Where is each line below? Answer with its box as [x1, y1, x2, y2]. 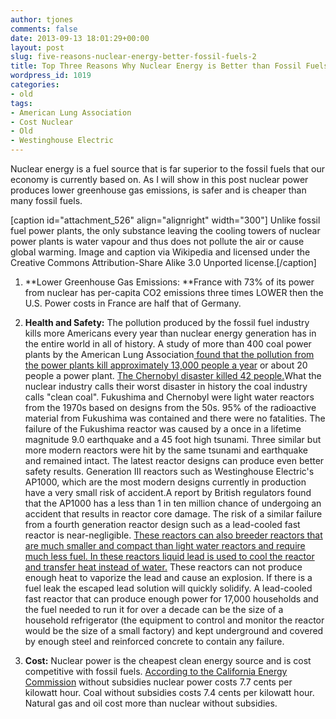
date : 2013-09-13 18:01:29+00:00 [10, 33, 150, 43]
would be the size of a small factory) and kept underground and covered [24, 625, 324, 636]
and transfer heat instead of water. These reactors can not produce [24, 561, 303, 573]
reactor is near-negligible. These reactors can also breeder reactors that [24, 529, 323, 541]
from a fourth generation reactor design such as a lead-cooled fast [24, 519, 301, 530]
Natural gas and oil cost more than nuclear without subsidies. [24, 697, 278, 709]
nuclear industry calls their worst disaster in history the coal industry [24, 381, 308, 392]
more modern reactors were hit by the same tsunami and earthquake [24, 444, 308, 456]
